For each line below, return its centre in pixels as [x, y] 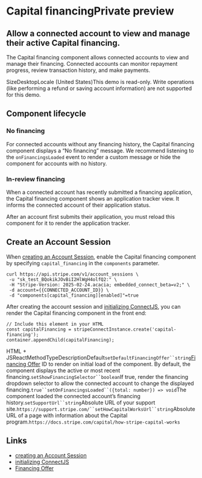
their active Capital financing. [63, 43]
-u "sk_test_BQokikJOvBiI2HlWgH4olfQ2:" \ [63, 279]
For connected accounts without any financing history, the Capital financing [100, 144]
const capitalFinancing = [39, 329]
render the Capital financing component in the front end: [76, 313]
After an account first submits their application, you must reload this [90, 216]
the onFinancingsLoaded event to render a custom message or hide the [93, 157]
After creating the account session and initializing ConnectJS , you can [93, 306]
